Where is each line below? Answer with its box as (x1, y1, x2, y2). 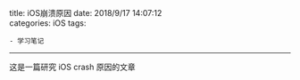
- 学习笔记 (9, 36, 45, 45)
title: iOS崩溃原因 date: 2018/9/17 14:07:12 (9, 8, 162, 18)
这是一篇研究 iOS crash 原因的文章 (9, 61, 136, 72)
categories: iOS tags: (9, 18, 87, 28)
